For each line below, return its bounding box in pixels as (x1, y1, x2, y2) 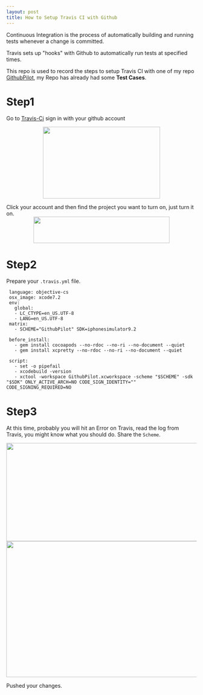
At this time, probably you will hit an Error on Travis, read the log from (6, 424, 179, 432)
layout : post (6, 8, 39, 15)
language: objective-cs (8, 289, 69, 296)
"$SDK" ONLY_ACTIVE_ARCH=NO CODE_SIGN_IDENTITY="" (6, 379, 137, 386)
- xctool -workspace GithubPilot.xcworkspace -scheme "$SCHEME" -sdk (14, 374, 193, 380)
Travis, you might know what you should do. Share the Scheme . (6, 431, 161, 438)
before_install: (8, 337, 50, 343)
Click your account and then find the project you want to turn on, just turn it (6, 204, 195, 211)
